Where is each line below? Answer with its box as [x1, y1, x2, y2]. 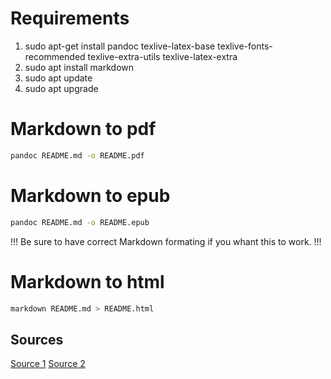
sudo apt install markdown [24, 61, 135, 73]
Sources [10, 331, 64, 348]
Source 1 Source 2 [10, 358, 86, 370]
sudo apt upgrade [24, 82, 99, 94]
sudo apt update [24, 72, 93, 84]
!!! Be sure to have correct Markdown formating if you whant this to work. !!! [10, 235, 322, 247]
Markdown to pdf [10, 118, 157, 141]
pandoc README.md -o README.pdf [10, 150, 145, 161]
